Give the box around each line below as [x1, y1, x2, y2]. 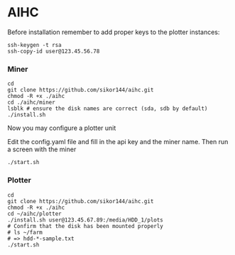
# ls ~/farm [7, 229, 43, 236]
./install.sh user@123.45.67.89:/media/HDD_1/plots [7, 216, 163, 224]
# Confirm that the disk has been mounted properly [7, 222, 163, 229]
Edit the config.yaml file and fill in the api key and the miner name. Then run [7, 138, 229, 146]
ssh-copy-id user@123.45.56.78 [7, 48, 100, 55]
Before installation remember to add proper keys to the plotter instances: [7, 28, 220, 36]
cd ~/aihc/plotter [7, 210, 62, 217]
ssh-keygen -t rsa [7, 41, 62, 48]
